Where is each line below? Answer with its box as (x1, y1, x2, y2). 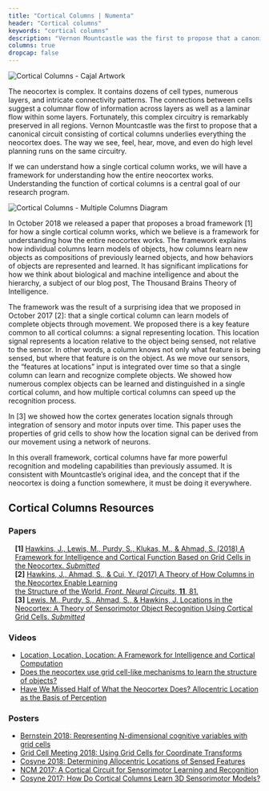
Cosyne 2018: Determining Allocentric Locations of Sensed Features (19, 757, 246, 766)
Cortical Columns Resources (8, 501, 155, 515)
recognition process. (8, 396, 77, 405)
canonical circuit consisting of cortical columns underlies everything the (8, 129, 247, 139)
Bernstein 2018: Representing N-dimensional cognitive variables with (19, 731, 248, 740)
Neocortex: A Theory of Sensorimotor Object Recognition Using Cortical (14, 603, 254, 613)
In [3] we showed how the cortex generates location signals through (8, 412, 234, 421)
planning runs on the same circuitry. (8, 146, 127, 156)
